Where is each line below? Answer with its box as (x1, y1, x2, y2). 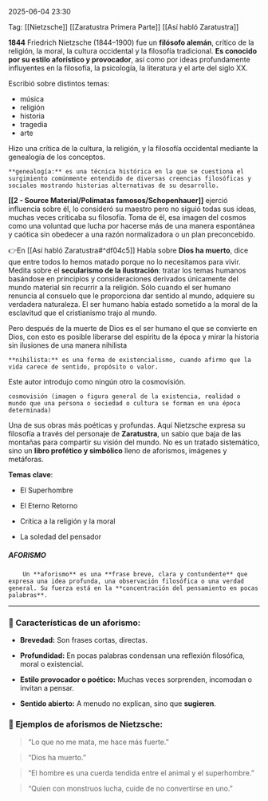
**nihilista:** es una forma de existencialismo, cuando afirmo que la (8, 356, 251, 364)
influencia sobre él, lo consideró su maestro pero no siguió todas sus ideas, (8, 204, 257, 213)
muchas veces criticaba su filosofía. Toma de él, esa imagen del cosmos (8, 213, 246, 222)
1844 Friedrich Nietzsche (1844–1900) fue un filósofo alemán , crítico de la (8, 38, 254, 47)
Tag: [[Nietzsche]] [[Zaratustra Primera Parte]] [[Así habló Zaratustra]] (8, 22, 239, 31)
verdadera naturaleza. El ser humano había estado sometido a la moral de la (8, 300, 258, 309)
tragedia (19, 120, 48, 129)
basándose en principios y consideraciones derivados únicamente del (8, 274, 239, 283)
